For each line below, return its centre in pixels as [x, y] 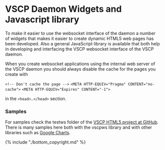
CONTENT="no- [141, 84]
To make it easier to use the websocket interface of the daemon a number [80, 33]
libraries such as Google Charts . [38, 133]
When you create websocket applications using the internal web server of [80, 64]
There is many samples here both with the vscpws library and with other [79, 127]
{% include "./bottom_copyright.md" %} [45, 142]
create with [17, 74]
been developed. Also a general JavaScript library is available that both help [82, 43]
